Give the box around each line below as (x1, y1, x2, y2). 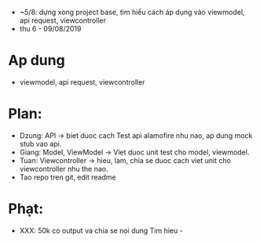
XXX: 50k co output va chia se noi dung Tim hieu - (19, 226, 183, 235)
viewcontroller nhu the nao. (19, 164, 108, 173)
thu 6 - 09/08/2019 (19, 24, 82, 33)
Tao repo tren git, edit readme (19, 172, 116, 182)
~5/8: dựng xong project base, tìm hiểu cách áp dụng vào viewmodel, (19, 8, 245, 16)
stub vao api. (19, 139, 62, 148)
